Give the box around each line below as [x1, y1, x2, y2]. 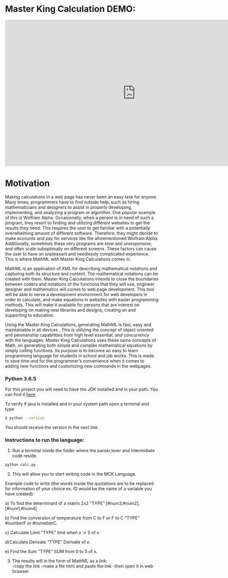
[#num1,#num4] [5, 506, 37, 512]
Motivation [5, 178, 50, 189]
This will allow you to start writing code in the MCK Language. [12, 471, 136, 477]
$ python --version [5, 416, 45, 420]
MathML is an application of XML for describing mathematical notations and [5, 265, 157, 271]
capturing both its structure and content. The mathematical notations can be [5, 271, 158, 277]
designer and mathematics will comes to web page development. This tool [5, 286, 154, 292]
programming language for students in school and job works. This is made [5, 353, 154, 359]
